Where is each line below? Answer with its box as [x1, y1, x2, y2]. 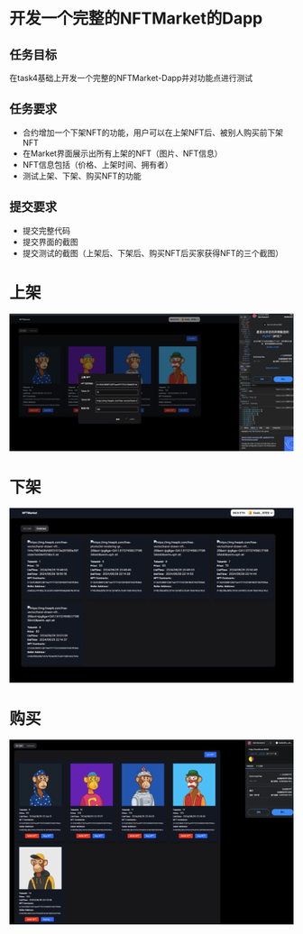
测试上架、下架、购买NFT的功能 [22, 170, 142, 181]
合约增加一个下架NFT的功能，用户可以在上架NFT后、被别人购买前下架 [22, 127, 284, 138]
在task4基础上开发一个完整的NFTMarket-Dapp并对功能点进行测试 [9, 73, 253, 83]
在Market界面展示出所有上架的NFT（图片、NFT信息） [22, 148, 223, 159]
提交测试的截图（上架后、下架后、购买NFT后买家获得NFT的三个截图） [22, 247, 284, 258]
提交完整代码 [22, 224, 70, 235]
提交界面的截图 [22, 236, 78, 247]
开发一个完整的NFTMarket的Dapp [9, 8, 263, 29]
